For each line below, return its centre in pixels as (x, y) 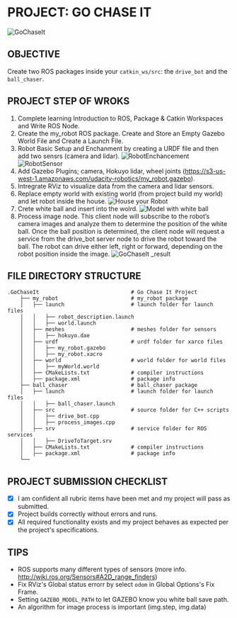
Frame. (28, 592)
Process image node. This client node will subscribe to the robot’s (114, 216)
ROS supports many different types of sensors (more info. (102, 569)
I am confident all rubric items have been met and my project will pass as (124, 499)
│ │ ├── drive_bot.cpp (60, 416)
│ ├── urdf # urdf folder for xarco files (121, 342)
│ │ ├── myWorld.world (60, 367)
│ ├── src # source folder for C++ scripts (125, 410)
